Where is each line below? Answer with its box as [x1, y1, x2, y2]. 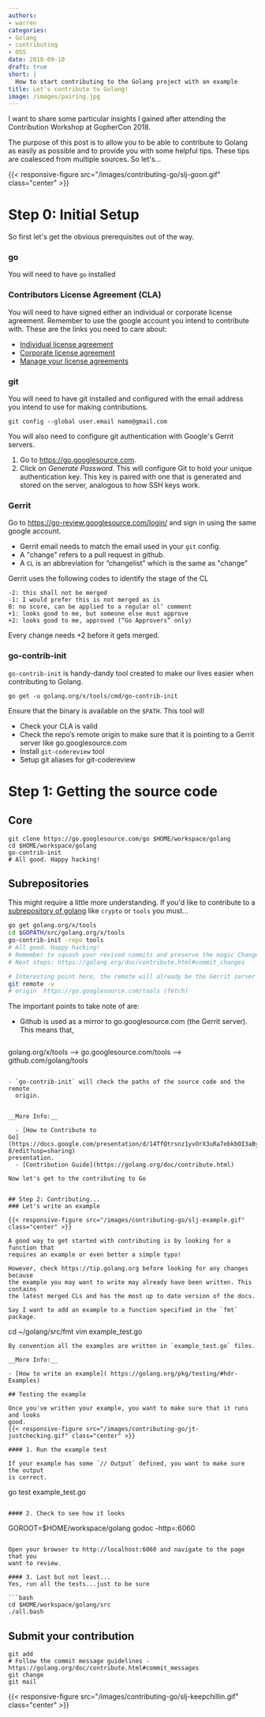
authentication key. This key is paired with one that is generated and [19, 472, 242, 482]
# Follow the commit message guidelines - [8, 1657, 150, 1666]
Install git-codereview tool [19, 746, 105, 755]
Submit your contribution [8, 1629, 135, 1643]
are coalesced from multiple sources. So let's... [8, 155, 162, 164]
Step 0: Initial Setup [8, 206, 140, 224]
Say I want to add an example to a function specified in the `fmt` [8, 1306, 238, 1314]
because [8, 1271, 34, 1280]
